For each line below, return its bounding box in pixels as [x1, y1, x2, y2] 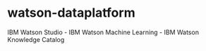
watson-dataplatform [7, 5, 135, 21]
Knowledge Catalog [7, 35, 65, 43]
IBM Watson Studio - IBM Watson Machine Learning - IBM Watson [7, 28, 200, 36]
